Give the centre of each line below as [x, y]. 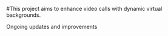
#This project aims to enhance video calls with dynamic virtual [84, 9]
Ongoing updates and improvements [52, 27]
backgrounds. [24, 15]
